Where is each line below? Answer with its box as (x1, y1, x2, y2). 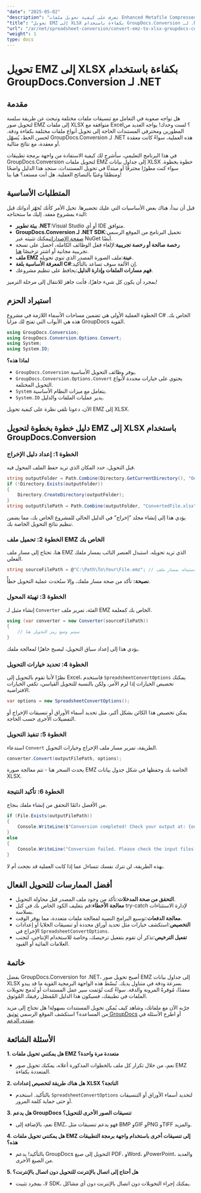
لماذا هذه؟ (7, 357, 29, 364)
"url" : (7, 25, 23, 32)
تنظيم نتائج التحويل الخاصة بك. (7, 520, 73, 527)
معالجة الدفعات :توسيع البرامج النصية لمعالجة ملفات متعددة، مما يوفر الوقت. (15, 915, 183, 922)
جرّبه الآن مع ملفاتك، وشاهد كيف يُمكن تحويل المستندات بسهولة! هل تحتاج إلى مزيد (7, 1004, 190, 1012)
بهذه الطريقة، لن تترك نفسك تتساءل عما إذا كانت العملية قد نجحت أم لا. (7, 863, 165, 870)
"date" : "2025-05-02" (7, 8, 61, 15)
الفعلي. (7, 555, 23, 563)
